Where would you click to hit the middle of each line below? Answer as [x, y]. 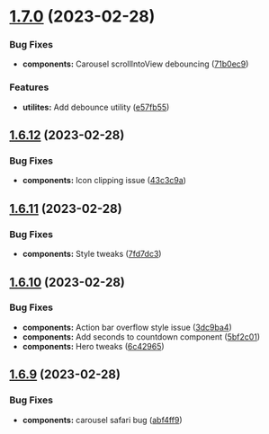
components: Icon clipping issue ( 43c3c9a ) [104, 181]
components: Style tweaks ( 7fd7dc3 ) [92, 254]
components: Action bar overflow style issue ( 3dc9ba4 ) [127, 327]
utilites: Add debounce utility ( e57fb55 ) [96, 107]
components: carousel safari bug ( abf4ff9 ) [102, 420]
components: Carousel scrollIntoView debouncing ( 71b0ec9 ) [135, 64]
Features [29, 87]
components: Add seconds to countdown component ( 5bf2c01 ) [141, 337]
